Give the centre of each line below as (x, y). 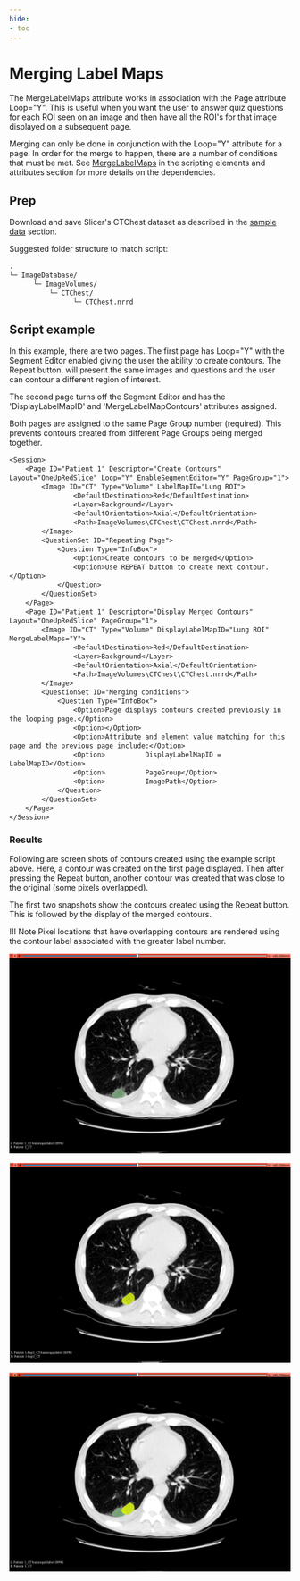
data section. (33, 231)
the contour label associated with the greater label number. (118, 941)
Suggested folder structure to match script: (89, 249)
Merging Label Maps (87, 74)
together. (26, 443)
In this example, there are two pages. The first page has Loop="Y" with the (147, 351)
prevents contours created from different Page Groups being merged (136, 433)
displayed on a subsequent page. (71, 127)
